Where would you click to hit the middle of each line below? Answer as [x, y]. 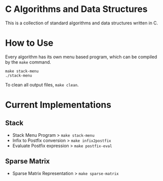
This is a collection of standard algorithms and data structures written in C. [81, 23]
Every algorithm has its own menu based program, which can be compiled [81, 57]
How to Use [29, 43]
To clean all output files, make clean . [42, 85]
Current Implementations [58, 105]
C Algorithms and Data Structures [76, 9]
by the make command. [28, 62]
